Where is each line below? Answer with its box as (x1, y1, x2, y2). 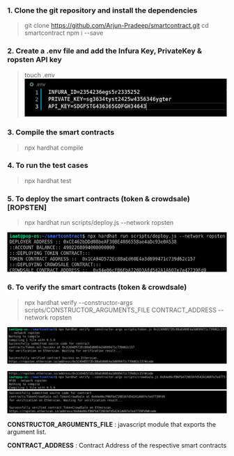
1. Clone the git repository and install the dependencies (7, 6, 198, 15)
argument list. (7, 427, 47, 437)
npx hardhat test (24, 176, 72, 184)
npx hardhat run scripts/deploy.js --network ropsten (24, 219, 174, 227)
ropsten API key (7, 55, 63, 65)
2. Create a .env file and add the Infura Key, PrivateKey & (7, 46, 203, 56)
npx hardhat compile (24, 143, 84, 152)
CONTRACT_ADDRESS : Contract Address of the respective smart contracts (7, 441, 227, 450)
